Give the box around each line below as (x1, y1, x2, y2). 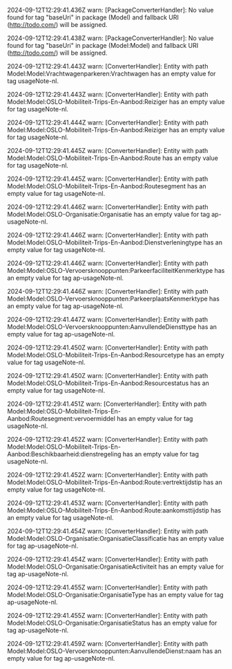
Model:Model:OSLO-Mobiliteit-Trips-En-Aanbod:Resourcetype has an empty (7, 351, 224, 359)
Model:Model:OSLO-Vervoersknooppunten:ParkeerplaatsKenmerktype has (7, 294, 220, 303)
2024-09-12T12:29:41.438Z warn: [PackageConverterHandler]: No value (7, 34, 214, 42)
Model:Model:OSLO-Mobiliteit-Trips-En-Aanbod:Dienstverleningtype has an (7, 238, 223, 247)
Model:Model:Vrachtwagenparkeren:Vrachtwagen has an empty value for (7, 69, 216, 78)
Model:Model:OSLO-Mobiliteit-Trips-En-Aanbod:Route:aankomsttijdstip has (7, 506, 222, 515)
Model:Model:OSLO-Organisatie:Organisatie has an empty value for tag (7, 211, 211, 218)
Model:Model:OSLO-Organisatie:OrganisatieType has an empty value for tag (7, 591, 224, 598)
